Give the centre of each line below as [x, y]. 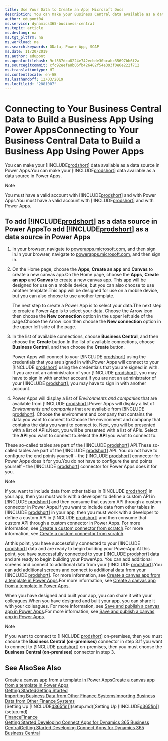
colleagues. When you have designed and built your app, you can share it [80, 601]
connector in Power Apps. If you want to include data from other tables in [80, 507]
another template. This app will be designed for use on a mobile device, [85, 291]
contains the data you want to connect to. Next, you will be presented [84, 425]
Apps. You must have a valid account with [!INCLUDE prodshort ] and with [79, 200]
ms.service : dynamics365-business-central [50, 24]
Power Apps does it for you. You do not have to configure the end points [79, 461]
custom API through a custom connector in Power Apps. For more [73, 523]
